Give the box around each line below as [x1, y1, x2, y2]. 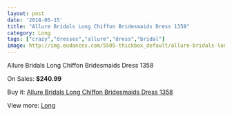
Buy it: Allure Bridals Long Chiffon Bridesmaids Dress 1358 [7, 88, 173, 96]
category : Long [7, 29, 51, 37]
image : [7, 42, 26, 49]
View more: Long [7, 101, 56, 109]
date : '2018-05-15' [7, 17, 64, 23]
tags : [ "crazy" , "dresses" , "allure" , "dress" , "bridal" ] [7, 36, 166, 43]
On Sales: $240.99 [7, 75, 62, 83]
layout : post [7, 10, 45, 17]
